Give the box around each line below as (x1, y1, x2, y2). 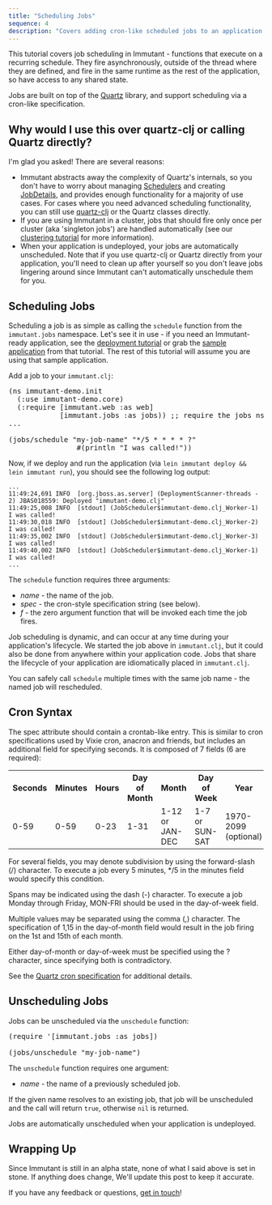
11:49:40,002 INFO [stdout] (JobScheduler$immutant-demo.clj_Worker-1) (8, 547, 259, 555)
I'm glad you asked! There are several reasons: (8, 157, 164, 167)
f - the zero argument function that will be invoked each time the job (19, 608, 248, 617)
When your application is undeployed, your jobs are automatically (19, 241, 239, 251)
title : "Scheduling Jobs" (8, 11, 96, 20)
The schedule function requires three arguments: (8, 575, 171, 584)
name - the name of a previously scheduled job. (19, 1079, 181, 1088)
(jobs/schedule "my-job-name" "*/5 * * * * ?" (8, 435, 197, 444)
